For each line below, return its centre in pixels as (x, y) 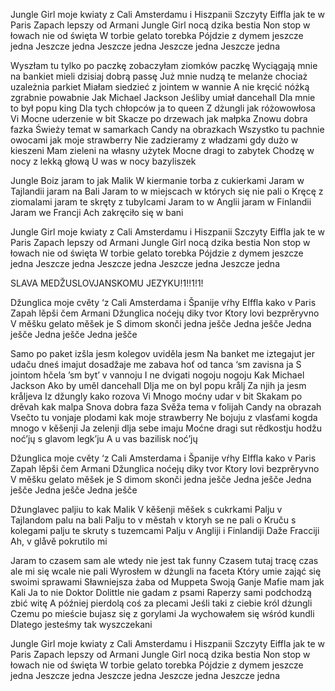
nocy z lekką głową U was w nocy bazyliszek (103, 161)
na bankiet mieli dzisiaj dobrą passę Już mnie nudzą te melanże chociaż (159, 76)
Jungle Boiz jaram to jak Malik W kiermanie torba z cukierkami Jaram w (157, 180)
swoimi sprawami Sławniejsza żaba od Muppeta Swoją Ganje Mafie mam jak (167, 582)
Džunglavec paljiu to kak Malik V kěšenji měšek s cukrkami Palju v (146, 509)
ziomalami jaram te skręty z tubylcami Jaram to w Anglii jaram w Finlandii (161, 202)
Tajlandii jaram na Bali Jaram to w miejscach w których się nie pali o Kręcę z (167, 191)
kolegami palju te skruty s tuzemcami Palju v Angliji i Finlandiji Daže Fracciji (165, 530)
